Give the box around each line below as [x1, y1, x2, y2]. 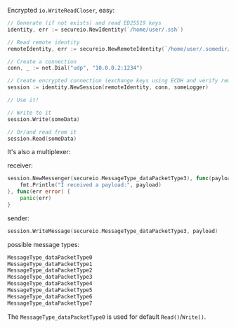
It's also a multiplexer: [7, 148, 71, 156]
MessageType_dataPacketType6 [7, 293, 93, 300]
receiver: [7, 161, 33, 170]
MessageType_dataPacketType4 [7, 280, 93, 287]
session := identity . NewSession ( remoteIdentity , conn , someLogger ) [7, 84, 209, 91]
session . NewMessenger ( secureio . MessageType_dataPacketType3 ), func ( [7, 175, 212, 182]
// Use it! [7, 96, 39, 103]
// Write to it [7, 109, 52, 116]
